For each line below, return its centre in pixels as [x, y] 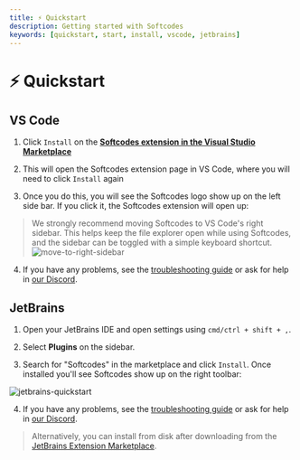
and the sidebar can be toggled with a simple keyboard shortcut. [152, 243]
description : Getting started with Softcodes [96, 26]
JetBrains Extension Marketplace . [94, 446]
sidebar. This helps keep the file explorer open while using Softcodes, [161, 233]
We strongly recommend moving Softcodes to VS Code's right [147, 223]
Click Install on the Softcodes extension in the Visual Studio [139, 142]
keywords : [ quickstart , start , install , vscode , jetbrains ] [125, 34]
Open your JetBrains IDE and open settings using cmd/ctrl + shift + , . [157, 330]
